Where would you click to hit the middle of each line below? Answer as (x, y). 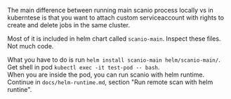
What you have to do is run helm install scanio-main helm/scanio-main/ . (114, 60)
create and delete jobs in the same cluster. (69, 25)
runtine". (20, 90)
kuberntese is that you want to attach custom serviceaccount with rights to (116, 18)
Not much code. (31, 46)
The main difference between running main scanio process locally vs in (111, 10)
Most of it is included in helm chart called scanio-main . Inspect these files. (114, 39)
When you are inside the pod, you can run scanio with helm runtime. (106, 74)
